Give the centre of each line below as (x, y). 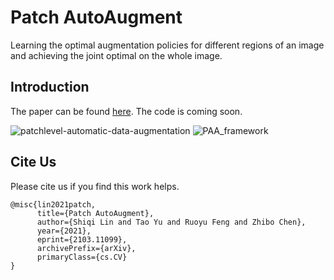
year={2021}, (64, 231)
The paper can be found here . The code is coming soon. (126, 111)
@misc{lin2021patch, (53, 204)
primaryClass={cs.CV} (82, 257)
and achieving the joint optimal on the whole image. (116, 55)
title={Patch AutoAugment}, (95, 213)
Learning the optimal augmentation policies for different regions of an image (167, 45)
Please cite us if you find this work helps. (95, 186)
